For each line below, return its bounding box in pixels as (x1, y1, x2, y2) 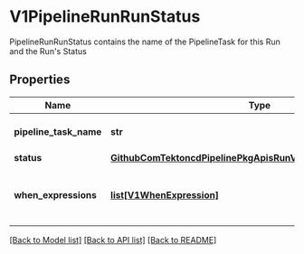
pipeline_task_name (14, 125, 102, 137)
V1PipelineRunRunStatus (9, 6, 201, 27)
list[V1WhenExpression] (109, 188, 219, 201)
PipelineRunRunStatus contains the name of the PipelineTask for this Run (9, 36, 280, 47)
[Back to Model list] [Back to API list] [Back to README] (9, 234, 217, 245)
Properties (9, 72, 71, 88)
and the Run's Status (9, 45, 88, 56)
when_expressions (14, 188, 97, 201)
